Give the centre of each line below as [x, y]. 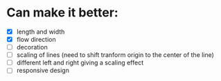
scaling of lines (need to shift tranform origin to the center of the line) [115, 55]
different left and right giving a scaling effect [80, 62]
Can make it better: [62, 13]
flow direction [36, 39]
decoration [32, 47]
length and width [41, 32]
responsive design [43, 71]
